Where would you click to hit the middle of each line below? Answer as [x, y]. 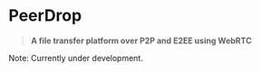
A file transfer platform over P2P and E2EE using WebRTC [141, 40]
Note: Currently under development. [76, 58]
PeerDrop [45, 16]
